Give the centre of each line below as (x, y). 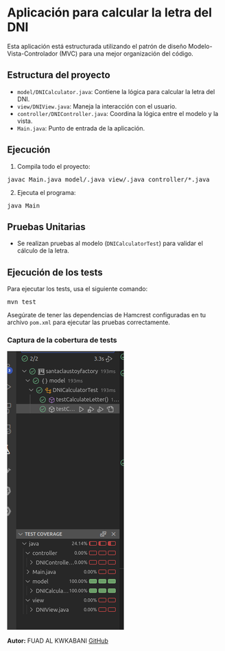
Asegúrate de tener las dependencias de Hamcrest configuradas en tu (107, 315)
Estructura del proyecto (59, 75)
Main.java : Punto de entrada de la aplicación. (81, 128)
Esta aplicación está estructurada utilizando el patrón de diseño (97, 46)
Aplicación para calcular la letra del (110, 13)
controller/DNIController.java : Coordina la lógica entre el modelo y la (118, 113)
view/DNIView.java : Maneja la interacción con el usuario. (97, 106)
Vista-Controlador (33, 54)
